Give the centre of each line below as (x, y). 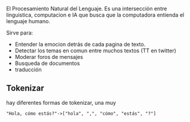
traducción (28, 70)
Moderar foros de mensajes (49, 57)
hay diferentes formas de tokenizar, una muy (61, 102)
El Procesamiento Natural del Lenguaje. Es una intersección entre (87, 9)
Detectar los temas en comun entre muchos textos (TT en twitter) (95, 51)
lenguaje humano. (28, 21)
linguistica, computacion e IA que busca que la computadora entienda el (95, 15)
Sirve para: (20, 33)
